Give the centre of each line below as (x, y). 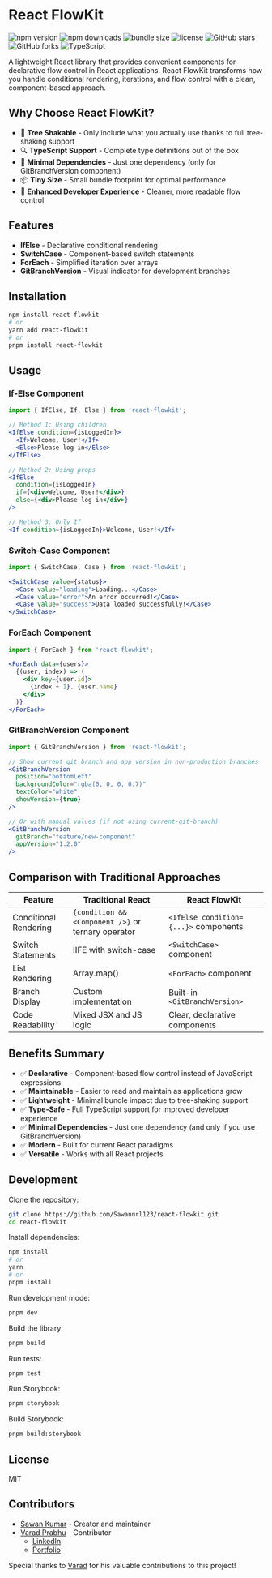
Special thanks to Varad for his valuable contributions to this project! (122, 1565)
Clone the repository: (44, 1199)
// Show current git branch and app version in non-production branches (134, 761)
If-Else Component (47, 393)
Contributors (42, 1505)
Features (31, 226)
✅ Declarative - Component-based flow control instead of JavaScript (136, 1073)
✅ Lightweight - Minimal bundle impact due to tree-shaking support (134, 1100)
